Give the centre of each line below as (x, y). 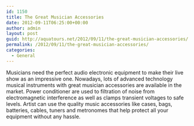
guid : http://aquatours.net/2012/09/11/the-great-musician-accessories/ (97, 39)
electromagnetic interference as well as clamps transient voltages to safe (95, 98)
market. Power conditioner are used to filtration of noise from (80, 91)
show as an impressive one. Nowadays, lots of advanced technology (89, 79)
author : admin (24, 28)
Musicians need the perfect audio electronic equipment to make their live (95, 72)
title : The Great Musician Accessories (55, 17)
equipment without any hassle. (43, 117)
